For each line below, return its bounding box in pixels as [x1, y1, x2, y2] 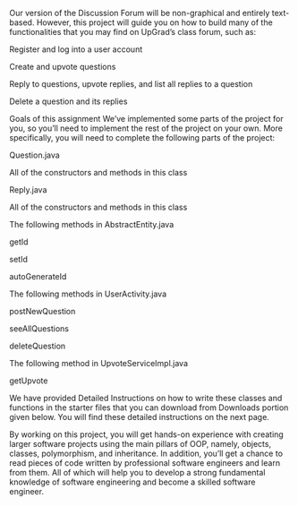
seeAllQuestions [9, 323, 70, 334]
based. [9, 17, 35, 28]
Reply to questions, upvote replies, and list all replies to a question [9, 79, 253, 89]
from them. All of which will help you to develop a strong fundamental [9, 467, 266, 477]
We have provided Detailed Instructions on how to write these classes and [9, 393, 283, 403]
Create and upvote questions [9, 62, 116, 72]
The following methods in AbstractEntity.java [9, 219, 175, 229]
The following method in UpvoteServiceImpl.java [9, 358, 189, 368]
